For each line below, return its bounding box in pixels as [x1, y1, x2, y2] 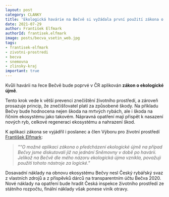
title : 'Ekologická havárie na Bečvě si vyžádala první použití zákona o [5, 17, 164, 22]
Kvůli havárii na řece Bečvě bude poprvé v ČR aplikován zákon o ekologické [5, 82, 164, 88]
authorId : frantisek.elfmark [5, 31, 67, 36]
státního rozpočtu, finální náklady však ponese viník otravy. [5, 186, 129, 192]
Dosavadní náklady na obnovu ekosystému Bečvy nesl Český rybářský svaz [5, 170, 163, 176]
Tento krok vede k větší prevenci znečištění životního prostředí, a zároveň [5, 97, 158, 104]
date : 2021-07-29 [5, 21, 42, 27]
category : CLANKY [5, 12, 42, 17]
